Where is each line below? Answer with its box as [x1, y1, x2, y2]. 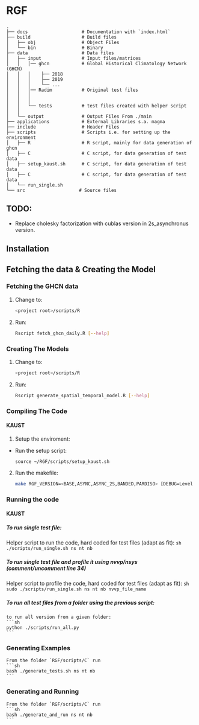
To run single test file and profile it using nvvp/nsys [6, 558, 138, 565]
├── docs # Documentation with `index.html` [6, 28, 171, 35]
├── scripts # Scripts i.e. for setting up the [6, 129, 171, 135]
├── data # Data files [6, 50, 114, 56]
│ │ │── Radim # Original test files [6, 87, 138, 93]
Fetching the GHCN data [6, 282, 79, 290]
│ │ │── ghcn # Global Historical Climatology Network [6, 60, 187, 66]
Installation [6, 244, 49, 254]
